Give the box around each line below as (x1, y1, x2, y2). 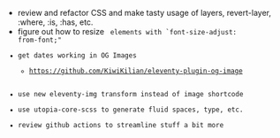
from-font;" (17, 35, 62, 44)
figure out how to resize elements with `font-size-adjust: (17, 27, 238, 36)
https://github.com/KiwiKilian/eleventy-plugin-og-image (29, 66, 243, 75)
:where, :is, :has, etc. (17, 17, 94, 27)
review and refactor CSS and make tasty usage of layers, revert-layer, (17, 8, 272, 18)
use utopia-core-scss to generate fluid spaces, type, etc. (17, 105, 244, 114)
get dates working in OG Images (17, 51, 137, 60)
